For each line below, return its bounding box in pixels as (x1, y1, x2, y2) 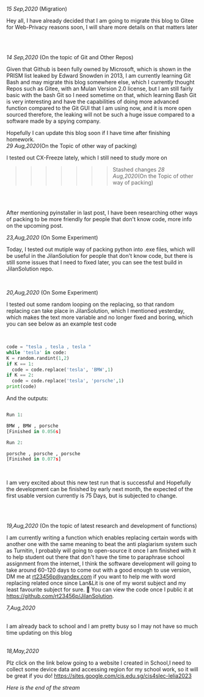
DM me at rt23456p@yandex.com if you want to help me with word (6, 573, 176, 580)
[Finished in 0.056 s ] (6, 428, 62, 434)
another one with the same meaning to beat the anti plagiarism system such (6, 541, 197, 548)
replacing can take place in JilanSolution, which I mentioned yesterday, (6, 307, 185, 314)
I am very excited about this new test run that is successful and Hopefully (6, 479, 191, 486)
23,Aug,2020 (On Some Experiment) (6, 234, 98, 241)
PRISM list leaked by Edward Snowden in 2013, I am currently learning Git (6, 72, 191, 79)
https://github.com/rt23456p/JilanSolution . (6, 593, 114, 600)
